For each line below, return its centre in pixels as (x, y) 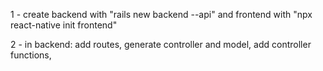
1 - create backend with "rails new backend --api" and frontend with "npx (161, 14)
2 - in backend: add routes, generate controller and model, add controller (161, 44)
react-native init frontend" (64, 25)
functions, (31, 55)
